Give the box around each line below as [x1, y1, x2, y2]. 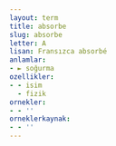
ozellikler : [9, 73, 54, 82]
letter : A [9, 38, 47, 48]
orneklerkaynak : [9, 114, 71, 123]
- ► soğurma [9, 64, 54, 73]
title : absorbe [9, 22, 67, 31]
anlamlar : [9, 55, 47, 64]
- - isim [9, 81, 43, 90]
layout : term [9, 13, 59, 23]
